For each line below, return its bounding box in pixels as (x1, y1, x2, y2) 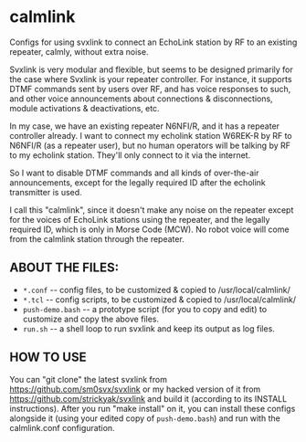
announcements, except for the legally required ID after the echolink (9, 176, 267, 188)
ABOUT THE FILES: (9, 260, 120, 276)
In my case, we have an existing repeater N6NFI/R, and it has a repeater (9, 121, 280, 132)
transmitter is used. (9, 186, 82, 197)
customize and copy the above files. (22, 313, 160, 324)
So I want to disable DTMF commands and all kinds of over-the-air (9, 167, 259, 178)
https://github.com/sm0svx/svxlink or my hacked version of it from (9, 384, 261, 395)
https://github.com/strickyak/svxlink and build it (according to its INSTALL (9, 393, 288, 404)
